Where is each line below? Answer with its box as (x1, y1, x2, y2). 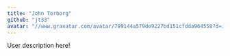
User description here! (7, 42, 71, 50)
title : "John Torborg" (7, 10, 72, 17)
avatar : (7, 23, 29, 29)
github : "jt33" (7, 16, 51, 23)
